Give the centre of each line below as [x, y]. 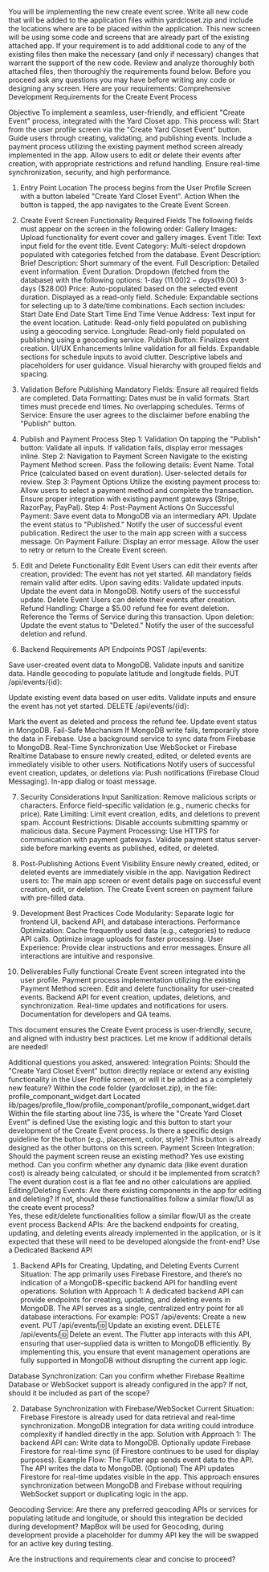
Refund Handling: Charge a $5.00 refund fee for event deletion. [125, 608]
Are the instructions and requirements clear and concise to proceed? [122, 1559]
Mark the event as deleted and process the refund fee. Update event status [133, 721]
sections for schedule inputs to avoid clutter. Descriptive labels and [131, 357]
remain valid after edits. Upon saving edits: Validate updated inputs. [131, 582]
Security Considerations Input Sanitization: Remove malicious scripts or [138, 797]
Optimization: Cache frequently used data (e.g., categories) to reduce [135, 930]
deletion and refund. [53, 634]
